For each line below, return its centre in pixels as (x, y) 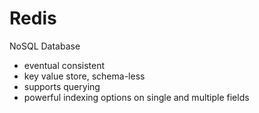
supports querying (62, 86)
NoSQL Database (45, 46)
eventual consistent (64, 65)
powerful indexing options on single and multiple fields (136, 97)
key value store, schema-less (84, 76)
